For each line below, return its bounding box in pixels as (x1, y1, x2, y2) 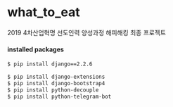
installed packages (7, 45, 65, 53)
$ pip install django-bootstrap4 (7, 80, 105, 87)
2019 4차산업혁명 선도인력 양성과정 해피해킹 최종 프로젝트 (7, 28, 167, 37)
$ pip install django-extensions (7, 73, 105, 81)
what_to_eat (7, 4, 81, 20)
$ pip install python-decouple (7, 86, 99, 94)
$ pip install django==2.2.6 (7, 61, 93, 68)
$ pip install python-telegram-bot (7, 93, 112, 100)
